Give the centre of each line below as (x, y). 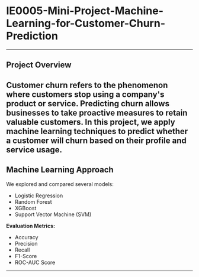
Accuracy (26, 237)
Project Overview (39, 65)
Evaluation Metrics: (31, 226)
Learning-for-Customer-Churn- (86, 23)
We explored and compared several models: (60, 184)
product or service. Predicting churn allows (88, 104)
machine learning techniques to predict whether (97, 131)
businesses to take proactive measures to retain (97, 113)
